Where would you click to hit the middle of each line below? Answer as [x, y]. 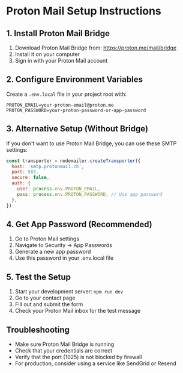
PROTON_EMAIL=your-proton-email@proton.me [60, 105]
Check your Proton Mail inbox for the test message [78, 311]
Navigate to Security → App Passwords [64, 245]
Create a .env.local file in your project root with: [67, 94]
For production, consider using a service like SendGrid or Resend [95, 363]
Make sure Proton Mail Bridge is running [64, 344]
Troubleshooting [38, 330]
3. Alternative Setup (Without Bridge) [77, 129]
